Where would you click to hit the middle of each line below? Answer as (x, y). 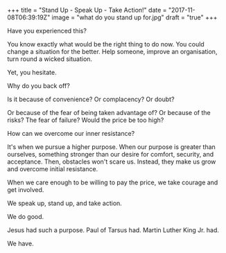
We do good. (26, 217)
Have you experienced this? (47, 31)
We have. (20, 243)
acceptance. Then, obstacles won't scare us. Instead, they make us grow (112, 162)
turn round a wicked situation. (50, 59)
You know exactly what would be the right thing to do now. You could (106, 44)
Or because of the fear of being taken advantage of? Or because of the (109, 113)
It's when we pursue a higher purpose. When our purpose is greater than (112, 147)
